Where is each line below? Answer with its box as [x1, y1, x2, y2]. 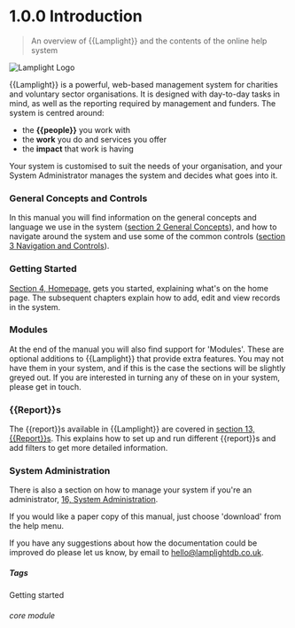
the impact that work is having [21, 143, 135, 154]
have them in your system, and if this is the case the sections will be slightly [9, 362, 286, 373]
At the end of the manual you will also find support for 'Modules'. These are [9, 344, 284, 354]
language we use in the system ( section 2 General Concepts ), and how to [9, 221, 277, 232]
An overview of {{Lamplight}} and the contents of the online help [30, 35, 268, 46]
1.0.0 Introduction [9, 6, 144, 27]
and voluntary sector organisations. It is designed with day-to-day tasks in [9, 89, 281, 99]
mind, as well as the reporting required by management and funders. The [9, 97, 276, 108]
